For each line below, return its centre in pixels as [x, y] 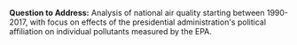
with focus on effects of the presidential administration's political [148, 22]
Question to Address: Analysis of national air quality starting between [137, 13]
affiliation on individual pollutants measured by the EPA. [111, 31]
